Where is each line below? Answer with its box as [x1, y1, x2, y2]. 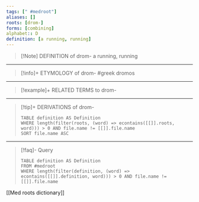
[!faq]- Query [20, 146, 53, 153]
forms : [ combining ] [6, 25, 54, 31]
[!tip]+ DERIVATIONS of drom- [20, 104, 95, 110]
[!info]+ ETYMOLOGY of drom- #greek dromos [20, 69, 135, 76]
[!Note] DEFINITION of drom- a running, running [20, 53, 138, 59]
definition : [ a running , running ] [6, 36, 92, 42]
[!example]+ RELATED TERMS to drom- [20, 86, 117, 94]
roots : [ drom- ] [6, 20, 44, 25]
